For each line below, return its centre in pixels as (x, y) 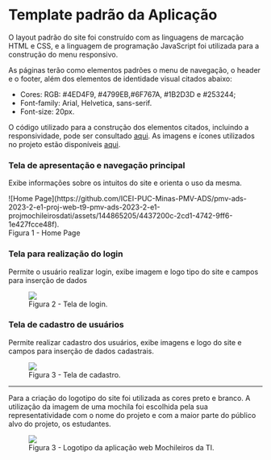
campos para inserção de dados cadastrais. (81, 351)
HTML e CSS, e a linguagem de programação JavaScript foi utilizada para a (134, 45)
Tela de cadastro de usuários (66, 325)
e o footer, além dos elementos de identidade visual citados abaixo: (120, 78)
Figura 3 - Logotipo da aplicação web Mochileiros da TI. (122, 447)
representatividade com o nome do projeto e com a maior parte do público (132, 415)
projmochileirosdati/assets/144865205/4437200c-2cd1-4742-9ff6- (121, 216)
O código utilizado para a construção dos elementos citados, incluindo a (129, 127)
